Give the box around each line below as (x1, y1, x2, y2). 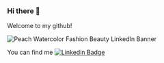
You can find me (7, 48, 53, 57)
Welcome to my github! (7, 22, 72, 30)
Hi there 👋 (7, 6, 41, 16)
